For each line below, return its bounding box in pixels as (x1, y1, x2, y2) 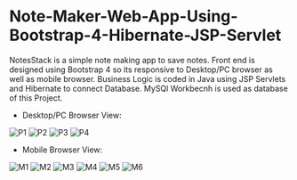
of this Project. (9, 92, 63, 103)
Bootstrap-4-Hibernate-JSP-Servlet (9, 25, 282, 45)
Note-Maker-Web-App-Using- (9, 6, 238, 27)
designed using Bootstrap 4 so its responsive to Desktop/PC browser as (9, 64, 273, 75)
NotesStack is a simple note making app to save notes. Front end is (9, 54, 255, 65)
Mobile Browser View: (21, 144, 103, 155)
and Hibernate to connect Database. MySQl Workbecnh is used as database (9, 83, 289, 94)
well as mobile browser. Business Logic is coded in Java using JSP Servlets (9, 73, 286, 84)
